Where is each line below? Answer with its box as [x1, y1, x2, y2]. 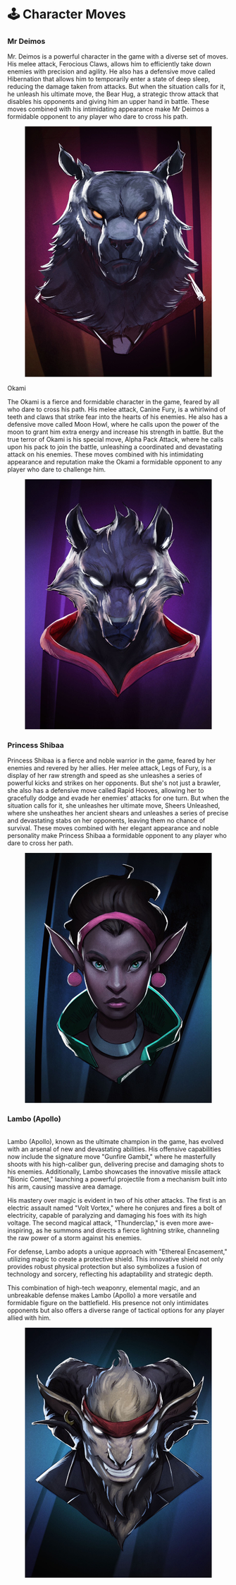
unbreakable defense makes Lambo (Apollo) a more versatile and [7, 1291, 197, 1300]
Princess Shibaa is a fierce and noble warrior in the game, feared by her [7, 756, 216, 765]
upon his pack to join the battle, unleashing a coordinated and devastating [7, 442, 223, 451]
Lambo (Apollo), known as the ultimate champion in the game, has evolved [7, 1138, 224, 1146]
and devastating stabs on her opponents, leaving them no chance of [7, 816, 206, 825]
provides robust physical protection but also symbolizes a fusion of [7, 1263, 202, 1271]
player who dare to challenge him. [7, 465, 106, 473]
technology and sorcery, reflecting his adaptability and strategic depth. [7, 1270, 213, 1278]
